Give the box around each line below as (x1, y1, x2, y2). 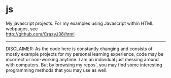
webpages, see (6, 25, 38, 31)
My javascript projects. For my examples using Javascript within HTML (6, 20, 154, 26)
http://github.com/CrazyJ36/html (6, 31, 75, 37)
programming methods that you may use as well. (6, 67, 108, 73)
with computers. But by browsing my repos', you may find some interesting (6, 62, 162, 68)
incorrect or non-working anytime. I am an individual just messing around (6, 56, 159, 62)
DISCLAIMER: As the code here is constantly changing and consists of (6, 46, 153, 52)
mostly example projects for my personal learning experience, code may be (6, 51, 164, 57)
